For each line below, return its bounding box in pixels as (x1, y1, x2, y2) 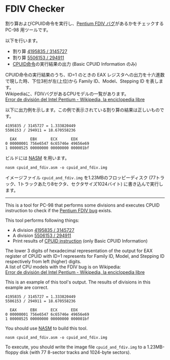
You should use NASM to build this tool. (5, 325, 88, 331)
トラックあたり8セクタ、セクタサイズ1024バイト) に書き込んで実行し (20, 181, 163, 187)
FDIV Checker (5, 3, 65, 15)
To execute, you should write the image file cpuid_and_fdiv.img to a (5, 344, 146, 350)
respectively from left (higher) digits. (5, 258, 81, 264)
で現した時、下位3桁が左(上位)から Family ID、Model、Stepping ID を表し (5, 78, 159, 84)
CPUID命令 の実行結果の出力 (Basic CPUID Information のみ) (12, 61, 137, 67)
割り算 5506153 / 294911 (12, 54, 64, 61)
